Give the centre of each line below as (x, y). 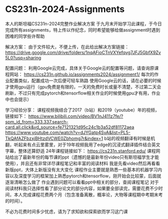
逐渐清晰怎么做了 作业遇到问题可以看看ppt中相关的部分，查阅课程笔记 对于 (82, 182)
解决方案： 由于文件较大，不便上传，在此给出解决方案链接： (67, 46)
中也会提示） (18, 99)
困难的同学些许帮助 (25, 36)
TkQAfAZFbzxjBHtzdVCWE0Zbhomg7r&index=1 (54, 138)
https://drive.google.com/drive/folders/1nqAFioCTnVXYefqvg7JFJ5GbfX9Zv (83, 52)
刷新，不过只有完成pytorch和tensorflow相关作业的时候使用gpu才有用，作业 (83, 93)
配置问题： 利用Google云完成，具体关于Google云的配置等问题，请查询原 (80, 68)
